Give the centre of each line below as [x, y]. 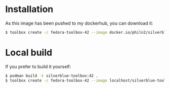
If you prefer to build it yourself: [38, 66]
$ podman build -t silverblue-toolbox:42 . [52, 76]
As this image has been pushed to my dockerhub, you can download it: [79, 23]
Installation [29, 9]
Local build [29, 53]
